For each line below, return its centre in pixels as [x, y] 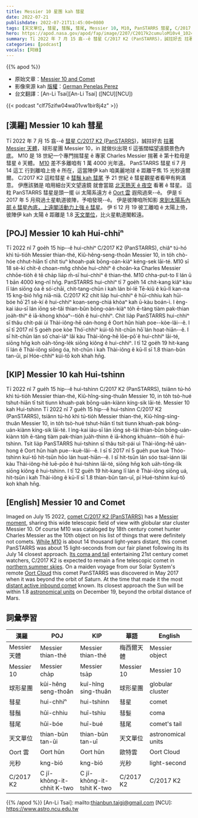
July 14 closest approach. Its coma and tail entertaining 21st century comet [97, 554]
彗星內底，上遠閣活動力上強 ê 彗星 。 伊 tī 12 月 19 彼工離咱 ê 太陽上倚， [104, 207]
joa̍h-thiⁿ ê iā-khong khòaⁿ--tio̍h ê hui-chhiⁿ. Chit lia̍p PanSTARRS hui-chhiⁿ [98, 316]
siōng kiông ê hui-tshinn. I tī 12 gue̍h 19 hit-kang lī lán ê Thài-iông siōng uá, [97, 471]
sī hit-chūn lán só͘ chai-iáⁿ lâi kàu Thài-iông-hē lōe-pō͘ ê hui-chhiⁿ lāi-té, [93, 336]
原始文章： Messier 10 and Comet [55, 79]
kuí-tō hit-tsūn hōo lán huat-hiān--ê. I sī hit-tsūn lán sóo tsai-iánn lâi [105, 457]
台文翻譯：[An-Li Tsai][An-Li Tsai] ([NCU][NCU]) [74, 93]
